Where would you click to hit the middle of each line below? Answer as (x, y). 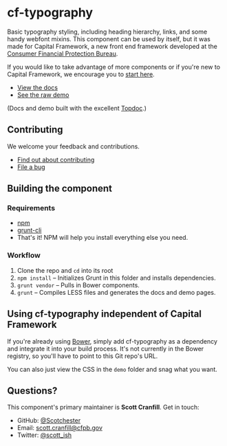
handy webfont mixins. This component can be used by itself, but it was (109, 38)
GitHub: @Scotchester (49, 421)
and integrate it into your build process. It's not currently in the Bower (106, 348)
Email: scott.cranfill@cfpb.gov (60, 428)
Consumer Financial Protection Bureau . (63, 54)
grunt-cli (29, 230)
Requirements (31, 208)
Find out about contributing (56, 159)
